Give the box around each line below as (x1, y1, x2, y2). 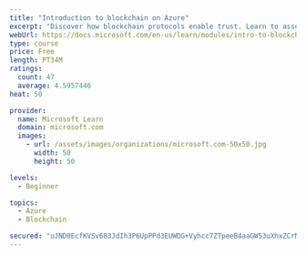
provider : (9, 106, 47, 115)
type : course (9, 38, 59, 48)
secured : (9, 231, 43, 241)
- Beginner (17, 181, 59, 191)
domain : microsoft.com (17, 123, 104, 132)
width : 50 (33, 148, 71, 158)
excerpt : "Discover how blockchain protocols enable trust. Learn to (9, 22, 280, 31)
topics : (9, 198, 39, 208)
